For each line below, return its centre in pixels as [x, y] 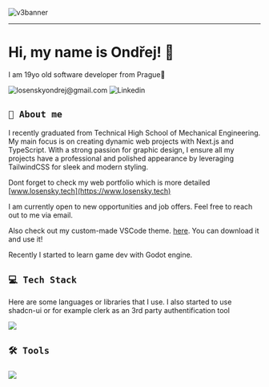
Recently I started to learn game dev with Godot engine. [100, 255]
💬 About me [35, 114]
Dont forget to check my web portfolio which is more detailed [109, 182]
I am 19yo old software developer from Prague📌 [87, 74]
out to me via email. [41, 215]
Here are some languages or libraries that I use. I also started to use [120, 302]
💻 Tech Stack [43, 280]
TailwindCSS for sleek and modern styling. [78, 167]
